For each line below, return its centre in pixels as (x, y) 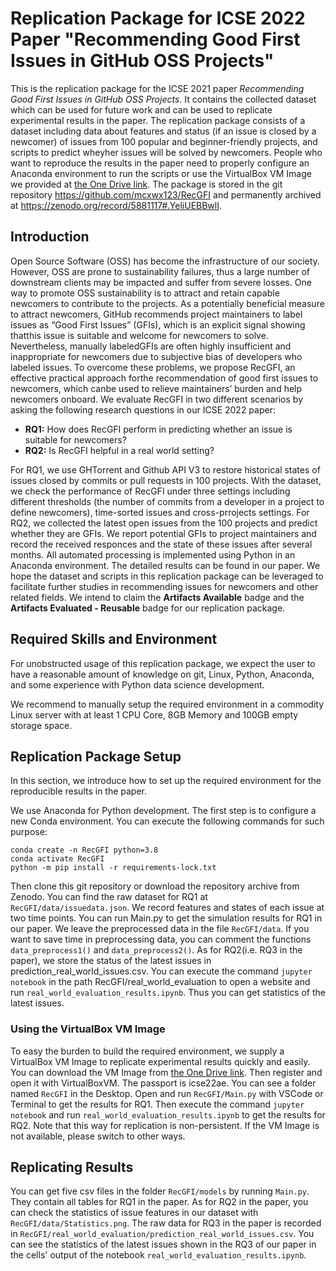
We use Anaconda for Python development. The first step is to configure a (163, 811)
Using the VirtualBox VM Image (88, 1029)
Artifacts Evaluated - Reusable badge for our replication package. (148, 608)
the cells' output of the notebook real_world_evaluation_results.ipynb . (158, 1255)
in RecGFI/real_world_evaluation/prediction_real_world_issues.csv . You (162, 1234)
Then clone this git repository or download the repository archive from (155, 886)
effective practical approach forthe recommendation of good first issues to (164, 378)
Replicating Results (72, 1167)
